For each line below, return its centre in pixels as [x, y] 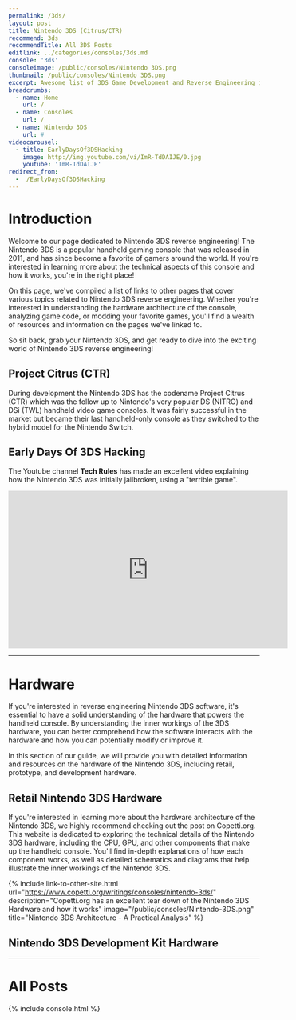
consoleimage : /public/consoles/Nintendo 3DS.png [93, 68]
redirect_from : [34, 172]
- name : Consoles [44, 113]
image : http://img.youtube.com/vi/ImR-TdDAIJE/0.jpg [112, 157]
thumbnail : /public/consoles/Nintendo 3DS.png [87, 75]
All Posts [38, 987]
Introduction [50, 219]
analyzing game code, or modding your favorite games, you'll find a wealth [131, 316]
